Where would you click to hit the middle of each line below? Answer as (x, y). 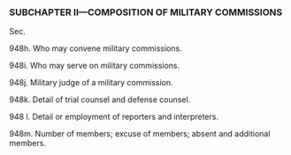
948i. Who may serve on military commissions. (95, 66)
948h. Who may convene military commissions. (96, 48)
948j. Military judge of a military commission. (92, 83)
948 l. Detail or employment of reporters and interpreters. (114, 117)
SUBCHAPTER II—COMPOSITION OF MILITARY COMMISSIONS (146, 12)
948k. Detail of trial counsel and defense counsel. (100, 100)
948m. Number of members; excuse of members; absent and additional (140, 134)
